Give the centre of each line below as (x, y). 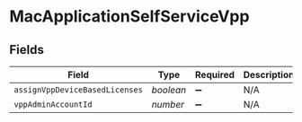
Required (215, 75)
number (168, 105)
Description (269, 75)
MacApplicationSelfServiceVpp (129, 17)
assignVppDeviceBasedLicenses (79, 90)
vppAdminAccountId (53, 105)
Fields (27, 50)
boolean (169, 90)
